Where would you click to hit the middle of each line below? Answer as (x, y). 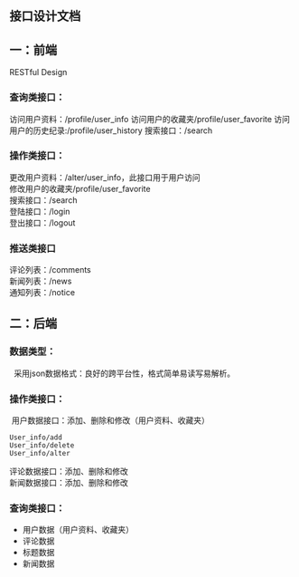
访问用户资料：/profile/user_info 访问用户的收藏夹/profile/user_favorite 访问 (150, 119)
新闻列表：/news (41, 281)
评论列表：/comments (51, 270)
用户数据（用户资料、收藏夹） (78, 530)
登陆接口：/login (40, 211)
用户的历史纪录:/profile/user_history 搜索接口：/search (111, 130)
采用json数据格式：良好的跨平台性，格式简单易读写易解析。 (124, 373)
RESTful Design (38, 72)
